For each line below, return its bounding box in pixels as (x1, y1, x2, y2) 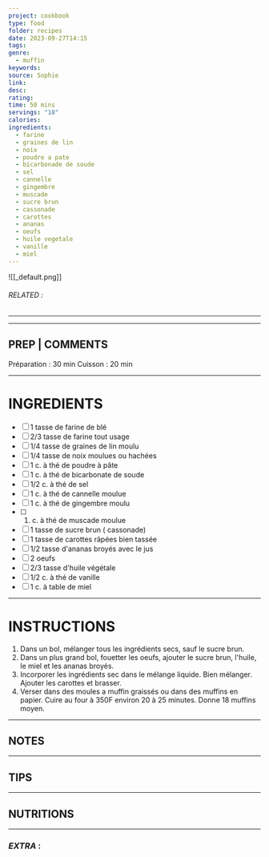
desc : (8, 86, 26, 95)
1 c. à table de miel (30, 581, 92, 591)
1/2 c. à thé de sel (30, 479, 89, 489)
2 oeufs (30, 553, 56, 563)
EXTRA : (8, 840, 42, 851)
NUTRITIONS (8, 807, 74, 821)
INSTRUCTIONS (8, 618, 116, 635)
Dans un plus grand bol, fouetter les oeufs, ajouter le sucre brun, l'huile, (19, 652, 257, 662)
